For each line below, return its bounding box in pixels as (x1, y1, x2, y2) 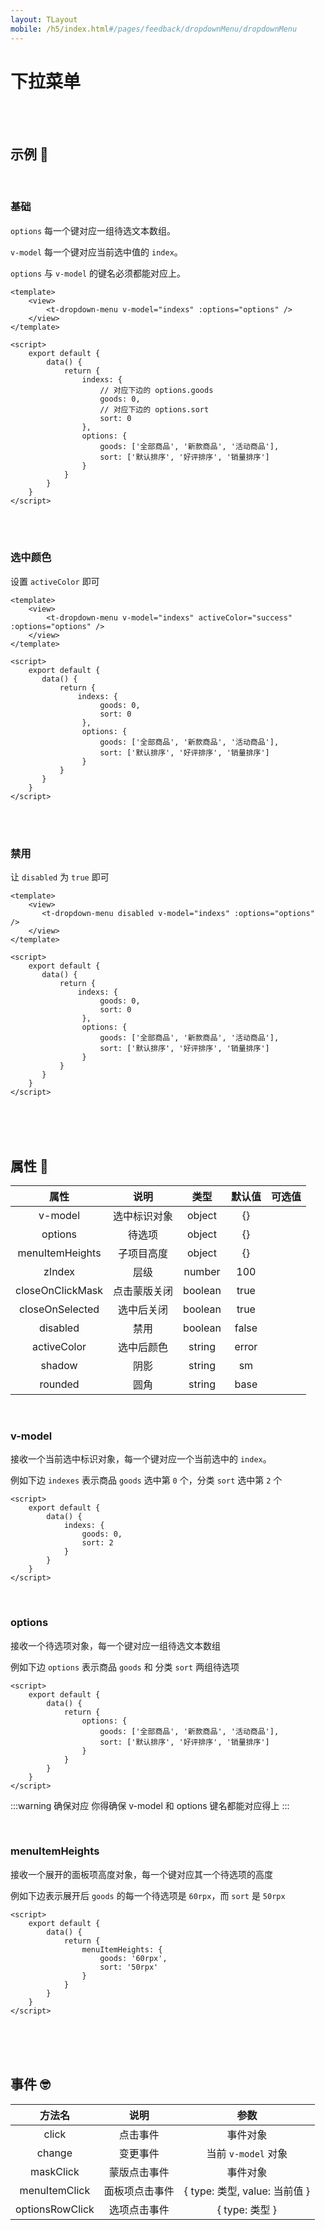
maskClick (30, 2164, 80, 2178)
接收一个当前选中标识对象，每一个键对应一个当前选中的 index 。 (10, 1453, 272, 1465)
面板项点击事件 (103, 2184, 175, 2198)
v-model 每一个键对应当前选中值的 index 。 (10, 246, 183, 258)
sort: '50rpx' (99, 1962, 159, 1972)
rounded (39, 1377, 80, 1391)
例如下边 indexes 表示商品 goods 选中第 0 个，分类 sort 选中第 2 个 (10, 1474, 283, 1486)
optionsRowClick (15, 2202, 95, 2216)
